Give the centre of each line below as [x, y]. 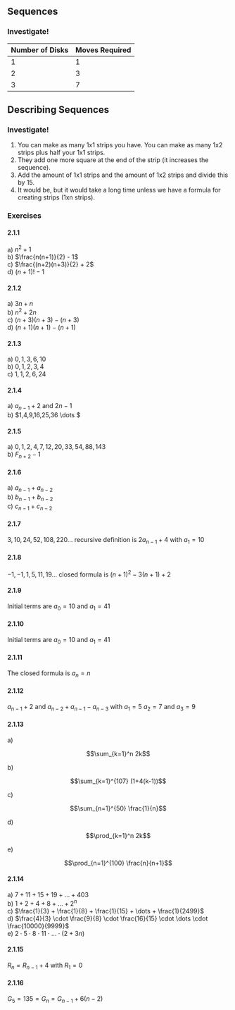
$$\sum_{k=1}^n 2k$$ [118, 753]
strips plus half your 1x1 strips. [61, 153]
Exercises [25, 216]
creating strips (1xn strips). [56, 197]
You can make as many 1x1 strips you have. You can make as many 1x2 [120, 145]
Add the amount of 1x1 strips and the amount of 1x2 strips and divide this [123, 175]
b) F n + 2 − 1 [24, 455]
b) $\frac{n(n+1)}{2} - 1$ [43, 257]
